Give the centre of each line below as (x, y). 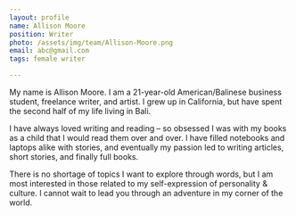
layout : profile (39, 17)
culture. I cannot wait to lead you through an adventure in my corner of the (146, 193)
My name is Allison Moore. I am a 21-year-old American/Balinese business (146, 92)
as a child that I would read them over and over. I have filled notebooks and (147, 138)
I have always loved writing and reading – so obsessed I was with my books (148, 128)
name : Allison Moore (48, 26)
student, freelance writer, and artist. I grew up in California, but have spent (146, 102)
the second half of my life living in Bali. (80, 111)
